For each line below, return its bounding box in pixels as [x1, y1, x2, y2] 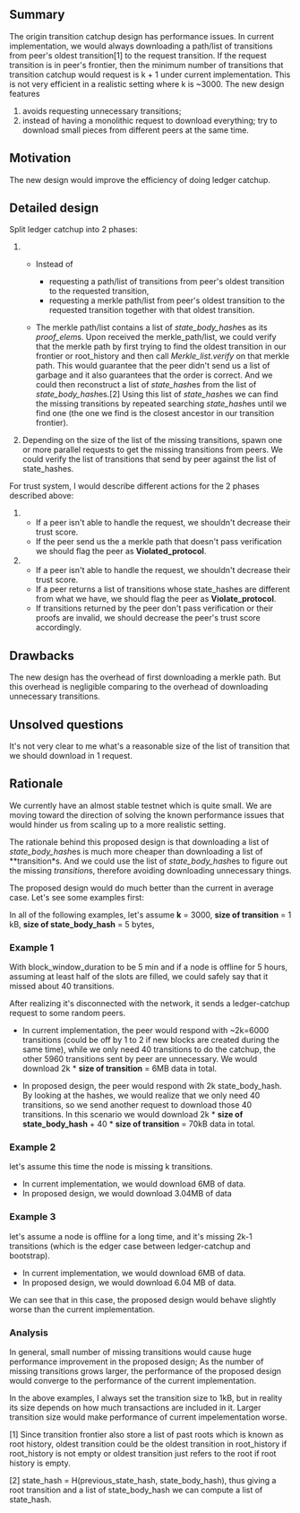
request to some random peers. [9, 1008, 126, 1019]
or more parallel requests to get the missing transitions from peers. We [21, 444, 284, 456]
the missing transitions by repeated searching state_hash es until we [35, 398, 287, 409]
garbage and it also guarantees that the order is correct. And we [35, 370, 273, 380]
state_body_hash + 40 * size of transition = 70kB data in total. [21, 1118, 256, 1129]
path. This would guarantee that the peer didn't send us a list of [35, 361, 270, 371]
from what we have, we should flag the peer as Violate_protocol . [35, 594, 277, 604]
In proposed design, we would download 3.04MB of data [21, 1188, 233, 1199]
